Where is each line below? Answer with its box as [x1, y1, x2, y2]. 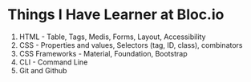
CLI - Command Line [18, 57, 88, 67]
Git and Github [18, 65, 67, 75]
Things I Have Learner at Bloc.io [7, 6, 225, 24]
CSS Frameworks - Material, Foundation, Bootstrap [18, 49, 188, 58]
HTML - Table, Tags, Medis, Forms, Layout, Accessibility [18, 32, 206, 41]
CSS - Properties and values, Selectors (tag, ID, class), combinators [18, 40, 243, 49]
